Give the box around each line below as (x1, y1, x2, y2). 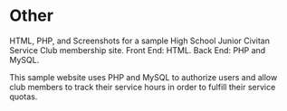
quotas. (9, 91, 38, 102)
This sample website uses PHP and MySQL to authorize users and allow (9, 71, 278, 82)
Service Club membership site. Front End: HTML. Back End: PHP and (9, 44, 266, 55)
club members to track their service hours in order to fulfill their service (9, 81, 276, 92)
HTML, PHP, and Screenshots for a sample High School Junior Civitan (9, 35, 270, 46)
